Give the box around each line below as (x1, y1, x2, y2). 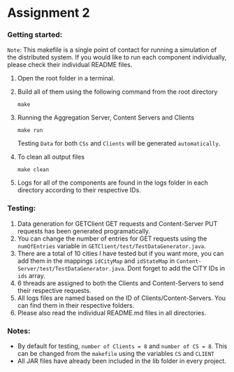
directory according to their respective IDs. (17, 186, 141, 194)
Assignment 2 (7, 5, 90, 21)
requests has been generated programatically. (17, 227, 151, 235)
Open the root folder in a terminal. (17, 74, 115, 83)
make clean (17, 166, 50, 173)
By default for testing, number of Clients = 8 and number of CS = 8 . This (17, 342, 228, 350)
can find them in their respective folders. (17, 301, 135, 309)
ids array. (17, 271, 45, 280)
